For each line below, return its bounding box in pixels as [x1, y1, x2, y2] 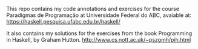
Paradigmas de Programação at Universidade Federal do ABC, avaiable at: [6, 11, 192, 19]
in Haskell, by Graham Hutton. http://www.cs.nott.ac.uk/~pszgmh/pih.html [6, 36, 191, 43]
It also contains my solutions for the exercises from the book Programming [6, 30, 193, 37]
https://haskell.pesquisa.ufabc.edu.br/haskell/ [6, 18, 121, 25]
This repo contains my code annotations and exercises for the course [6, 5, 180, 12]
